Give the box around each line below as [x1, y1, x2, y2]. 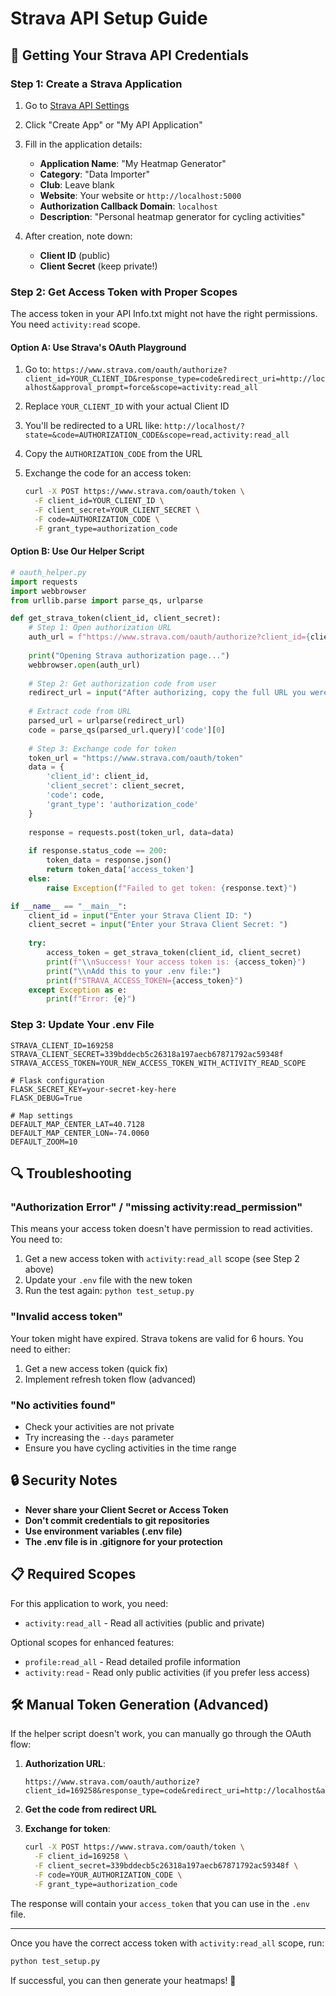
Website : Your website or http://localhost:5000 [39, 189, 242, 201]
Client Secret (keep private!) [39, 260, 158, 272]
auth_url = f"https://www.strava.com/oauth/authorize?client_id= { [28, 632, 311, 642]
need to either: [10, 1343, 71, 1355]
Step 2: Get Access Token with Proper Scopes [10, 285, 238, 299]
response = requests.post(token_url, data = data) [28, 827, 235, 837]
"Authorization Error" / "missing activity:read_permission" [10, 1200, 303, 1214]
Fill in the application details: [24, 138, 143, 150]
